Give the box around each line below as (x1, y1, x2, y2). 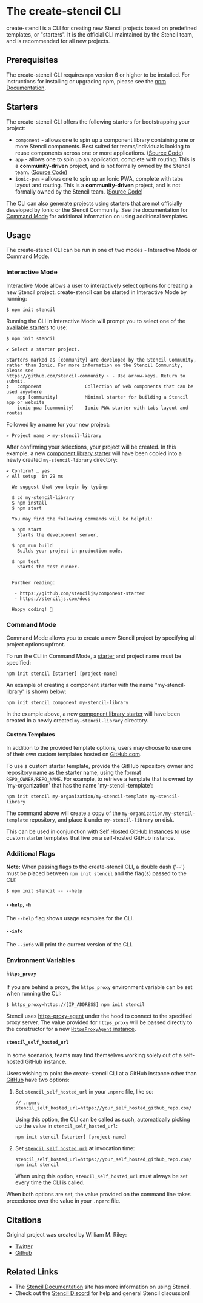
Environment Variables (6, 955, 75, 964)
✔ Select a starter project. (6, 346, 80, 352)
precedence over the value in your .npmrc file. (6, 1197, 121, 1204)
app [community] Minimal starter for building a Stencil (17, 394, 188, 400)
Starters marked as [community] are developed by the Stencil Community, (6, 357, 197, 363)
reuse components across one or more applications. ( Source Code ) (15, 149, 184, 156)
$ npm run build (12, 542, 53, 548)
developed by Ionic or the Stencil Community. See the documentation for (6, 206, 188, 214)
